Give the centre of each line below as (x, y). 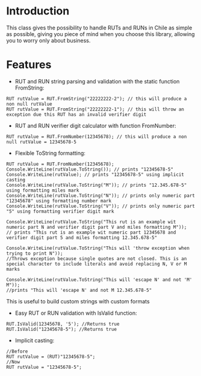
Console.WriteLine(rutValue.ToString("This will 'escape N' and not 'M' (99, 280)
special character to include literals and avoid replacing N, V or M (97, 264)
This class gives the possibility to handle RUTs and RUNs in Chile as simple (99, 28)
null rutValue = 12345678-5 (42, 142)
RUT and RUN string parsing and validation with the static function (97, 81)
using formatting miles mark (43, 190)
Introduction (38, 11)
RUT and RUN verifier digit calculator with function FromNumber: (95, 126)
